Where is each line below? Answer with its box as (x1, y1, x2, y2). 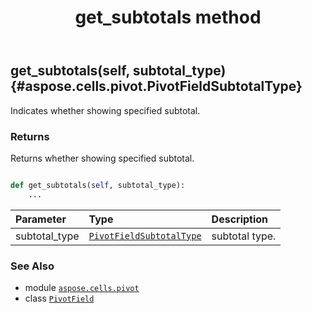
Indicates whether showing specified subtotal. (10, 104, 201, 116)
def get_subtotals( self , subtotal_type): (10, 180, 186, 190)
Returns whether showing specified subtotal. (10, 152, 195, 164)
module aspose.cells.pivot (24, 281, 140, 293)
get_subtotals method (74, 6, 262, 29)
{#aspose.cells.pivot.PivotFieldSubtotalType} (10, 78, 303, 95)
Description (211, 212, 269, 226)
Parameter (15, 212, 67, 226)
